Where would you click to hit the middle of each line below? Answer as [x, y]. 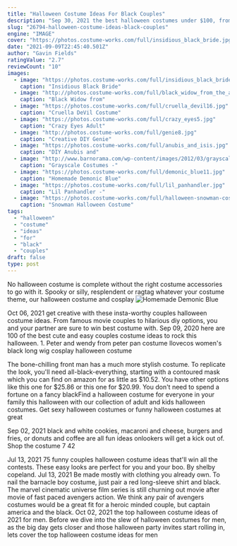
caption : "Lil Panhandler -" [63, 192]
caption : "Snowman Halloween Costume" [77, 205]
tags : [15, 212]
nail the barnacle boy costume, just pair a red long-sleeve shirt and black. [114, 482]
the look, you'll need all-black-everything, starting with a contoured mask [114, 372]
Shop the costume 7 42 [41, 445]
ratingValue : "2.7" [36, 60]
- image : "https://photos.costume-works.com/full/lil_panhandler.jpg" [120, 185]
